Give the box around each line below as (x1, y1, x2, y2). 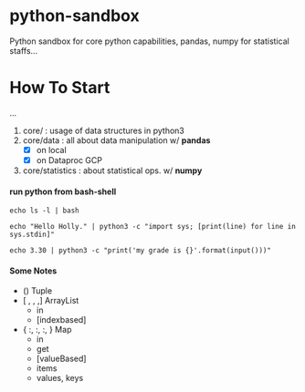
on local (36, 144, 67, 155)
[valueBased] (36, 353, 87, 365)
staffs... (9, 45, 38, 56)
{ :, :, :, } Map (22, 325, 72, 335)
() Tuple (22, 285, 53, 296)
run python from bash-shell (9, 186, 117, 197)
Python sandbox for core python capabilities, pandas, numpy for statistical (9, 36, 289, 46)
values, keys (36, 373, 84, 384)
